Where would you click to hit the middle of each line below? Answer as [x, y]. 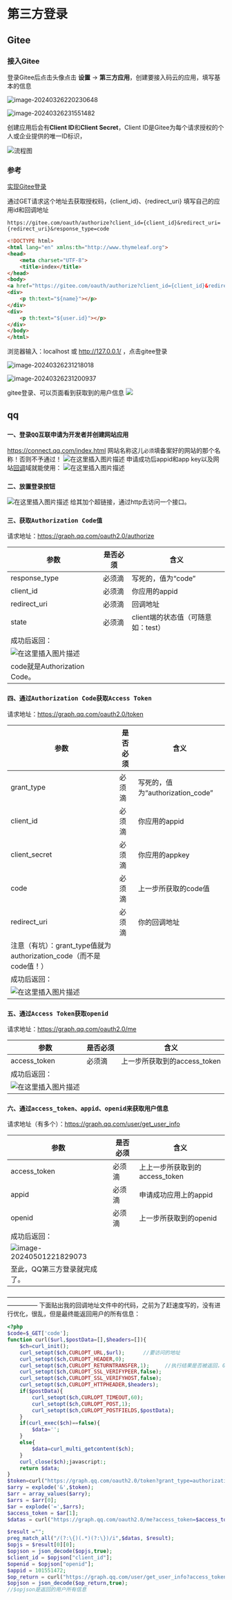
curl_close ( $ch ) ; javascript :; [63, 1462]
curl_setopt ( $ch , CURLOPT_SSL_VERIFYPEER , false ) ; [91, 1372]
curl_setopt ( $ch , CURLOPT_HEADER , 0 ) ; [72, 1359]
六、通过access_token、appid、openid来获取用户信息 [88, 1108]
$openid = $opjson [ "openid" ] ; [51, 1564]
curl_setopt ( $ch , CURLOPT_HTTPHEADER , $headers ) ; [89, 1385]
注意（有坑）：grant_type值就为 [61, 945]
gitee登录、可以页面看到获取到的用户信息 [66, 393]
